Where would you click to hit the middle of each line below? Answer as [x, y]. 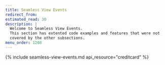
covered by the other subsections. [47, 38]
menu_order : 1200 [24, 43]
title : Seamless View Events [36, 10]
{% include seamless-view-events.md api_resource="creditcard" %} [77, 57]
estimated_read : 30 [26, 19]
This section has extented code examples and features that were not [85, 33]
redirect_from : [21, 15]
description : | [21, 24]
